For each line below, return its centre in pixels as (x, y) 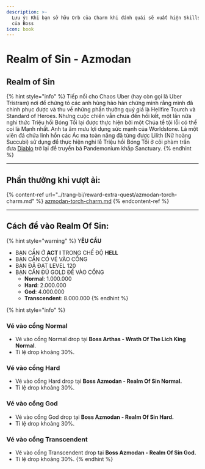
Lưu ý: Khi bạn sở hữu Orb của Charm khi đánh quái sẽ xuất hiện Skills (106, 18)
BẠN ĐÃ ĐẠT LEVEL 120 (45, 265)
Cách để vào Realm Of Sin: (58, 226)
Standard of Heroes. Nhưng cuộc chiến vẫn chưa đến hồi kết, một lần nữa (99, 116)
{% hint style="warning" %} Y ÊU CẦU (54, 241)
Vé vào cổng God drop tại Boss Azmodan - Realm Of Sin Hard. (94, 417)
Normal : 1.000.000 (48, 278)
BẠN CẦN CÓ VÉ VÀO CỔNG (51, 259)
